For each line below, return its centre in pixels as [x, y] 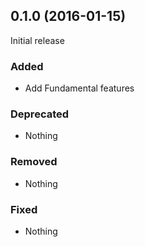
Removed [34, 162]
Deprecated [40, 114]
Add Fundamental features [79, 88]
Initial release [37, 40]
